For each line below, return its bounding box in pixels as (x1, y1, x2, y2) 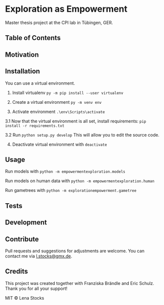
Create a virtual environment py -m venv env (12, 99, 102, 105)
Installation (5, 67, 40, 75)
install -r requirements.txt (5, 123, 65, 128)
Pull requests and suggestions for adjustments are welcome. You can (5, 248, 145, 254)
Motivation (5, 50, 39, 59)
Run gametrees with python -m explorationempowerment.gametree (5, 188, 137, 193)
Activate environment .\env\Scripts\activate (12, 109, 105, 115)
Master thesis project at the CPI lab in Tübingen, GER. (5, 20, 114, 25)
